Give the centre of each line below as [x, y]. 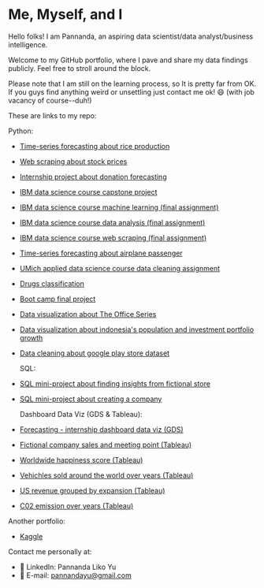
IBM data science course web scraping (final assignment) [113, 237]
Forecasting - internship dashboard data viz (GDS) [101, 429]
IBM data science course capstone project [88, 192]
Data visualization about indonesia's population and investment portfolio [137, 329]
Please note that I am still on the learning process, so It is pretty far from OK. [132, 84]
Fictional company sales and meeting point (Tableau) [106, 445]
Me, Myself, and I [65, 15]
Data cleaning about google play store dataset [95, 353]
